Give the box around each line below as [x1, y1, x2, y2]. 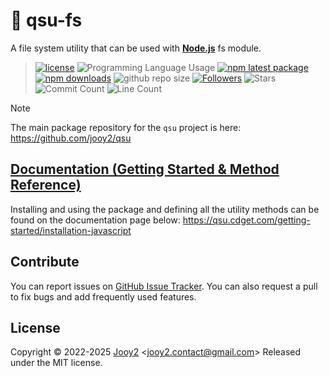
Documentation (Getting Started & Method [10, 161, 280, 178]
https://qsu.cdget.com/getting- [182, 214, 311, 226]
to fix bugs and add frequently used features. [10, 290, 197, 303]
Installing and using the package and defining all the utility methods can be [10, 203, 320, 215]
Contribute [10, 254, 80, 271]
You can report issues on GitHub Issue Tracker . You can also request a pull [10, 280, 318, 292]
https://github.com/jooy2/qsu [10, 132, 132, 144]
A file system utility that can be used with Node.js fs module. [10, 42, 262, 54]
